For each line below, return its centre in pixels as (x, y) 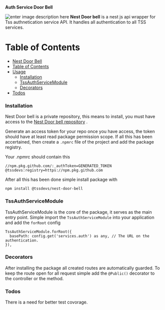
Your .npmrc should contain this (38, 157)
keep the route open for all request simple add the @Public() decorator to (80, 273)
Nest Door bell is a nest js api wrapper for (113, 17)
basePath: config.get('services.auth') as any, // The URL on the (80, 236)
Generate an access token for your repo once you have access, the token (80, 132)
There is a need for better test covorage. (47, 302)
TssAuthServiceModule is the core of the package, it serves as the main (79, 212)
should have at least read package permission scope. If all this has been (79, 137)
